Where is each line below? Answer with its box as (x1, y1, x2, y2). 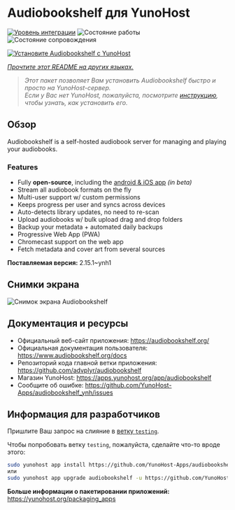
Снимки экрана (7, 278, 80, 291)
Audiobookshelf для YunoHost (7, 5, 190, 21)
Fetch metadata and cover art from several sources (17, 245, 166, 253)
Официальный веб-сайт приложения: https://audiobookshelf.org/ (17, 336, 210, 344)
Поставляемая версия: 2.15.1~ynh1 (7, 259, 112, 267)
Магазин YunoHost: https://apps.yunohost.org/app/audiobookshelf (17, 373, 212, 382)
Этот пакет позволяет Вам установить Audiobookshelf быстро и (24, 76, 216, 85)
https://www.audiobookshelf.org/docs (17, 351, 127, 360)
